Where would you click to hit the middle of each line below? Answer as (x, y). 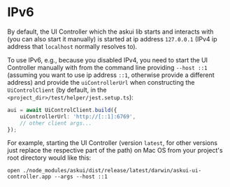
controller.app (29, 177)
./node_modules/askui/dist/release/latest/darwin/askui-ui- (112, 171)
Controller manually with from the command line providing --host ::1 (107, 67)
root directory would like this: (49, 158)
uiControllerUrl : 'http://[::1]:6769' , (78, 116)
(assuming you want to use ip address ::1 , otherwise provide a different (111, 75)
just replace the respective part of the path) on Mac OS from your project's (115, 151)
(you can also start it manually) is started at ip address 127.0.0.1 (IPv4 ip (113, 39)
